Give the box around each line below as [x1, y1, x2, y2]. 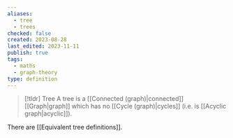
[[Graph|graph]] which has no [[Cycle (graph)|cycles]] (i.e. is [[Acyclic [24, 102, 227, 111]
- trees [13, 23, 36, 30]
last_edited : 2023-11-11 [7, 43, 80, 50]
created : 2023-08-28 [7, 36, 68, 43]
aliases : [7, 10, 33, 18]
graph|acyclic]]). [24, 109, 73, 118]
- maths [13, 62, 36, 69]
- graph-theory [13, 69, 58, 76]
